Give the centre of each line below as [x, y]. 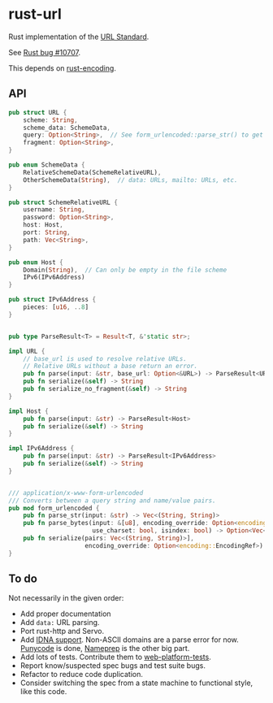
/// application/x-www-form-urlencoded [76, 493]
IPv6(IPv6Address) [54, 277]
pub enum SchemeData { [47, 165]
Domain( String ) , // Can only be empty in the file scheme [125, 270]
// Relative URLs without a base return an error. [110, 367]
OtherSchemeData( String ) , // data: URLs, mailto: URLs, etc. [130, 180]
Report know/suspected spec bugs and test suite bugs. [113, 666]
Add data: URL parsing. [60, 623]
